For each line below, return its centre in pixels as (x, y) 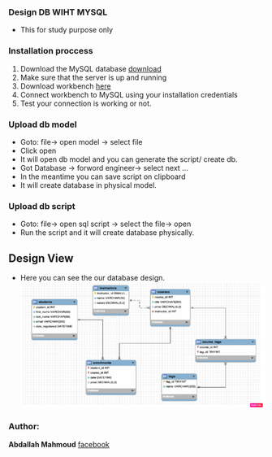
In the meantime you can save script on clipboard (103, 176)
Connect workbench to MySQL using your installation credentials (129, 94)
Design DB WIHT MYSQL (58, 12)
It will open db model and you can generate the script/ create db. (129, 159)
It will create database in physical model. (88, 185)
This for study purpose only (67, 30)
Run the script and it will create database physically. (107, 233)
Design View (41, 258)
